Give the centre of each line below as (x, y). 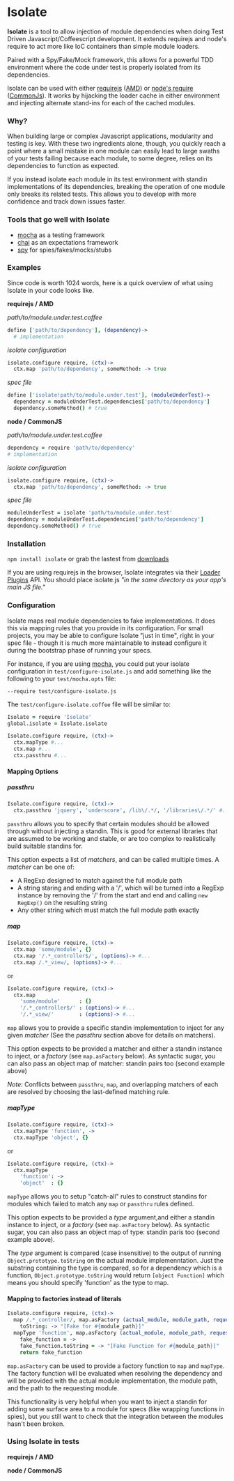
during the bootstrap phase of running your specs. (79, 650)
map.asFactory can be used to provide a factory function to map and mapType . (116, 1366)
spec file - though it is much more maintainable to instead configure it (107, 643)
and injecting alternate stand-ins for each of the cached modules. (101, 102)
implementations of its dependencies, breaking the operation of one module (116, 187)
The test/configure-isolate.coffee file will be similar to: (89, 704)
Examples (24, 268)
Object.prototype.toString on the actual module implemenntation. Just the (116, 1261)
